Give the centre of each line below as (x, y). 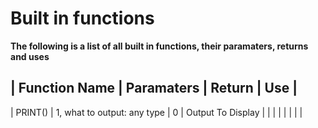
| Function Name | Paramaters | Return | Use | (154, 88)
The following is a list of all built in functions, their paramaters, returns (159, 46)
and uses (30, 56)
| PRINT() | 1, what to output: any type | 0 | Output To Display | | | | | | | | (156, 112)
